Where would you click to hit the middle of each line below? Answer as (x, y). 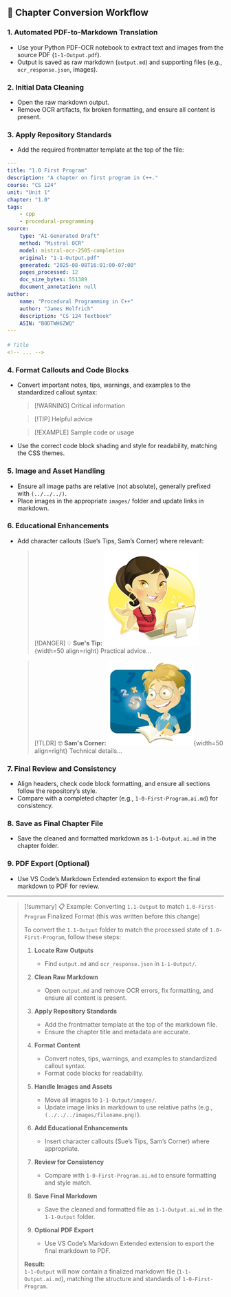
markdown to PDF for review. (58, 886)
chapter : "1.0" (29, 200)
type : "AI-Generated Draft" (59, 236)
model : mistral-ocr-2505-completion (72, 250)
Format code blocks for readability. (94, 1073)
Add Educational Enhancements (81, 1127)
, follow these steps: (93, 937)
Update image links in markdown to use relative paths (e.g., (129, 1107)
